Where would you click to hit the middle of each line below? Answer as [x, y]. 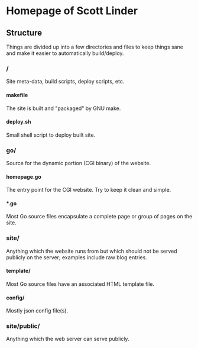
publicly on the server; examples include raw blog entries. [77, 257]
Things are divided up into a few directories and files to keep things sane [95, 47]
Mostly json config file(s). [37, 311]
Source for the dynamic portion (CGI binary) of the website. [79, 163]
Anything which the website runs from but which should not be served [92, 251]
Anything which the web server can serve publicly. [68, 339]
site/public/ [23, 326]
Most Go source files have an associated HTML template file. [80, 284]
